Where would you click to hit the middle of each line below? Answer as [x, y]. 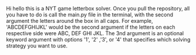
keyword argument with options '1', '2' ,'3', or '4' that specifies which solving [98, 39]
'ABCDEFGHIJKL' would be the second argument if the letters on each [91, 27]
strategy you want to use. [37, 46]
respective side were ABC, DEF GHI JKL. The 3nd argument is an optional [95, 33]
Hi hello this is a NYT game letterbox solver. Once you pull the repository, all [98, 8]
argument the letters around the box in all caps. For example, [80, 21]
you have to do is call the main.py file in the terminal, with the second [90, 15]
